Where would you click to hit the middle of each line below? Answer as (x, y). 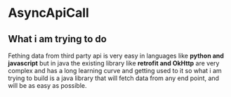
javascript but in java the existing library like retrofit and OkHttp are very (114, 63)
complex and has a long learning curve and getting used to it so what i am (115, 71)
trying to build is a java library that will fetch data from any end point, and (114, 78)
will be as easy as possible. (47, 85)
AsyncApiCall (49, 13)
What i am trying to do (58, 39)
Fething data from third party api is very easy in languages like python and (116, 56)
